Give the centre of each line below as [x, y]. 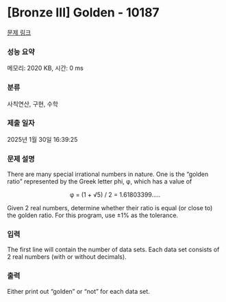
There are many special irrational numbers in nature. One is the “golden [108, 174]
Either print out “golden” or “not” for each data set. [79, 291]
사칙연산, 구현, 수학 [33, 103]
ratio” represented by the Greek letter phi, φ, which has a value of [100, 181]
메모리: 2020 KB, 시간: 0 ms [45, 68]
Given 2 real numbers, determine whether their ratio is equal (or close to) [110, 208]
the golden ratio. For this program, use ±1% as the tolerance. [93, 215]
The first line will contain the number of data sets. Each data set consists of [113, 250]
